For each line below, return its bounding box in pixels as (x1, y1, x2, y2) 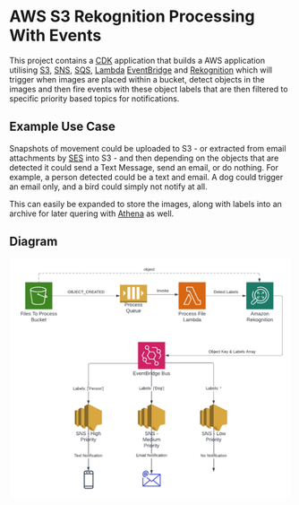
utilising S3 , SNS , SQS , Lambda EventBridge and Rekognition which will (9, 65, 273, 75)
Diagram (9, 234, 58, 249)
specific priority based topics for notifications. (9, 92, 180, 104)
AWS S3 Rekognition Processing (9, 6, 255, 27)
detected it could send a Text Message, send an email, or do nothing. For (9, 161, 279, 172)
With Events (9, 25, 102, 46)
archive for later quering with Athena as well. (9, 208, 175, 219)
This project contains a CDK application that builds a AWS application (9, 55, 266, 65)
